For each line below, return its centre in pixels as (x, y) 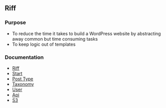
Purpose (15, 23)
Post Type (23, 79)
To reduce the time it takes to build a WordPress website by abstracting (87, 33)
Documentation (24, 57)
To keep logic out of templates (44, 44)
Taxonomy (23, 84)
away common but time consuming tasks (55, 39)
